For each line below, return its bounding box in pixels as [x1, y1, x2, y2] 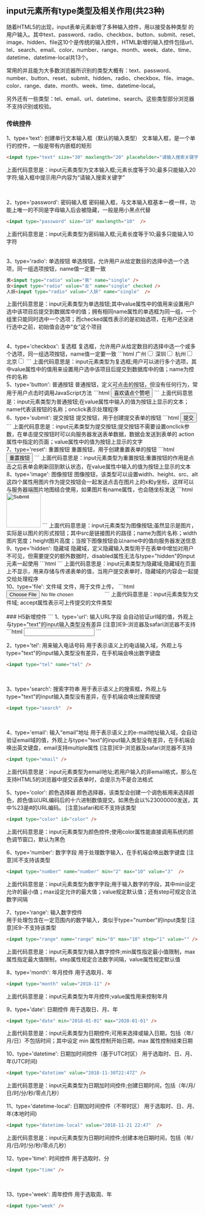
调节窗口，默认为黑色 [11, 835, 65, 843]
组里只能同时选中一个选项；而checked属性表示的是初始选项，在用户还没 [6, 315, 189, 323]
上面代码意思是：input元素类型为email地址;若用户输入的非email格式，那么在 [6, 768, 197, 776]
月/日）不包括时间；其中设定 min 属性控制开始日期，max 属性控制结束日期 [6, 1037, 193, 1044]
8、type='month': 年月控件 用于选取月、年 [6, 968, 113, 976]
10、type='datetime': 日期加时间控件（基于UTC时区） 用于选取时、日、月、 [6, 1050, 196, 1057]
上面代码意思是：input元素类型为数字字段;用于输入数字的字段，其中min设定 [6, 880, 196, 887]
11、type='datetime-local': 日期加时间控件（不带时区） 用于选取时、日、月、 [6, 1103, 198, 1110]
